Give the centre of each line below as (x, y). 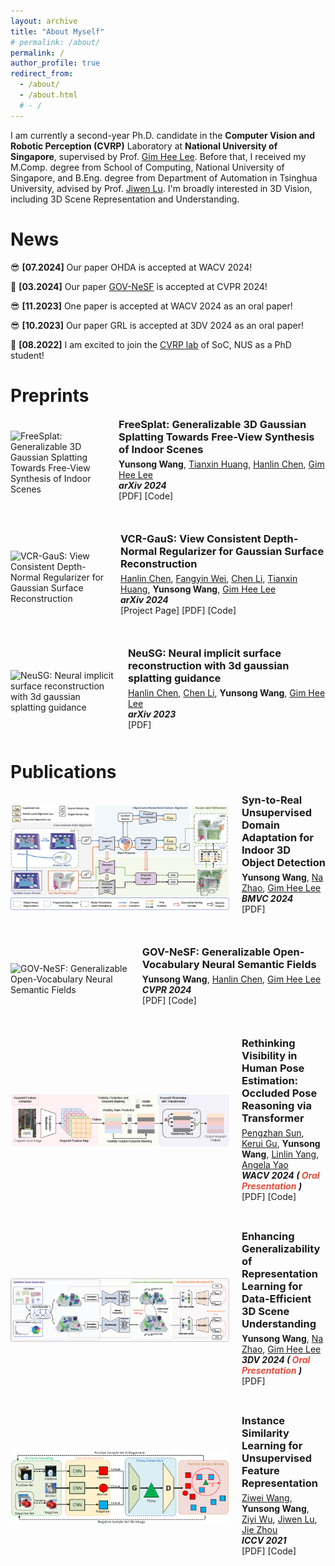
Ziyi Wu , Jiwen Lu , (279, 1519)
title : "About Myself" (57, 31)
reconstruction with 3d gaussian (208, 665)
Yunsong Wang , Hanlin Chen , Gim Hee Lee (231, 979)
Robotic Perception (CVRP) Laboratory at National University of (144, 146)
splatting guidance (174, 678)
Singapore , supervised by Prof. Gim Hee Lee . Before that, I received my (158, 156)
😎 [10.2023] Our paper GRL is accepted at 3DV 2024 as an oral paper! (157, 325)
